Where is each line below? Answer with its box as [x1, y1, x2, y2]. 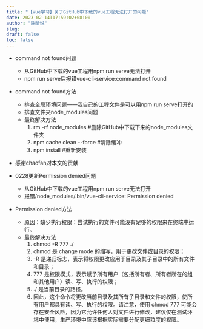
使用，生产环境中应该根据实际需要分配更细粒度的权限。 [44, 316, 182, 323]
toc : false [6, 37, 34, 43]
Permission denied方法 [15, 206, 73, 212]
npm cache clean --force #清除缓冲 [33, 139, 122, 146]
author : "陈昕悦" [6, 20, 47, 26]
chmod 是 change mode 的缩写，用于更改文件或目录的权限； [33, 248, 185, 255]
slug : [6, 25, 20, 32]
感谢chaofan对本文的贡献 [15, 159, 79, 166]
